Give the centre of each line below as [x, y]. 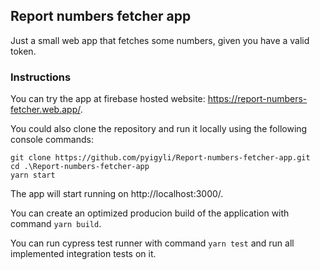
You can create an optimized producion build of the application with [150, 213]
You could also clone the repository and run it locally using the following [159, 129]
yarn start [33, 175]
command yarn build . [56, 224]
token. [23, 51]
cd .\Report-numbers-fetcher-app [80, 167]
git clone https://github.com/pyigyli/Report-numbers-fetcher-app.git [160, 158]
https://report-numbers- [257, 99]
